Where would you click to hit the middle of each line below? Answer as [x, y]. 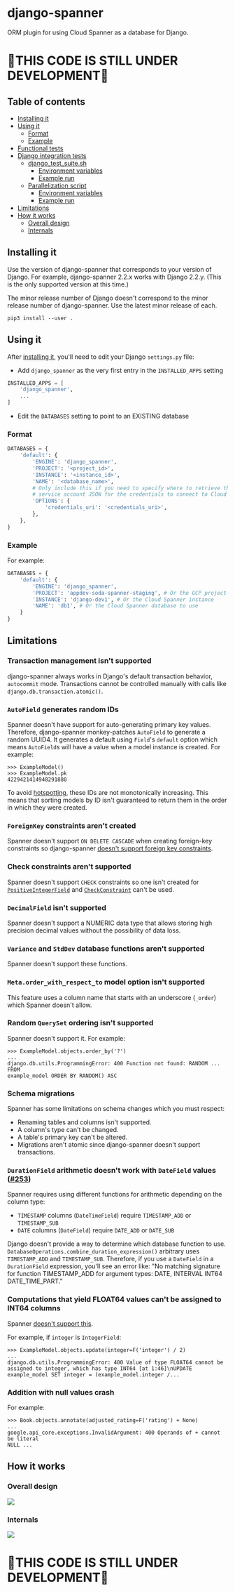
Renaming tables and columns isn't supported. [84, 1122]
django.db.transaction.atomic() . [55, 691]
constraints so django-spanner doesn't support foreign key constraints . [110, 848]
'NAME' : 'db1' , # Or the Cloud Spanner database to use [115, 606]
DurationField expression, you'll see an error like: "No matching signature [114, 1266]
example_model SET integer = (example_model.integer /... [93, 1374]
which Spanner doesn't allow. [50, 1005]
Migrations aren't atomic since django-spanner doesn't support [109, 1145]
